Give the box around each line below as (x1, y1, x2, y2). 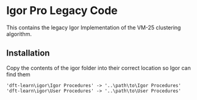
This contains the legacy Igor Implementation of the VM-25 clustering (6, 24, 181, 31)
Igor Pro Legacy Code (6, 4, 118, 18)
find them (6, 71, 30, 78)
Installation (6, 48, 50, 59)
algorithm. (6, 30, 32, 37)
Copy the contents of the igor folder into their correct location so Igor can (6, 64, 191, 71)
